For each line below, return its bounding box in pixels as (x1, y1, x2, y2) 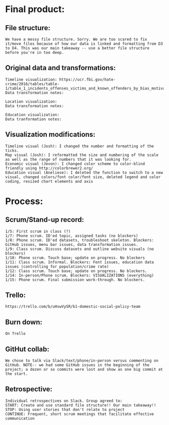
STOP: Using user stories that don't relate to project (5, 407, 125, 412)
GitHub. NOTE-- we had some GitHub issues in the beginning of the (5, 363, 150, 368)
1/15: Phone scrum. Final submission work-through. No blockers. (5, 277, 145, 282)
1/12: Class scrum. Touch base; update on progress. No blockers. (5, 268, 147, 274)
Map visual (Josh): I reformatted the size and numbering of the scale (5, 152, 158, 157)
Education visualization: (5, 112, 59, 117)
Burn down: (5, 318, 43, 326)
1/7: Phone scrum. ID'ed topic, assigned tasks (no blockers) (5, 233, 138, 238)
